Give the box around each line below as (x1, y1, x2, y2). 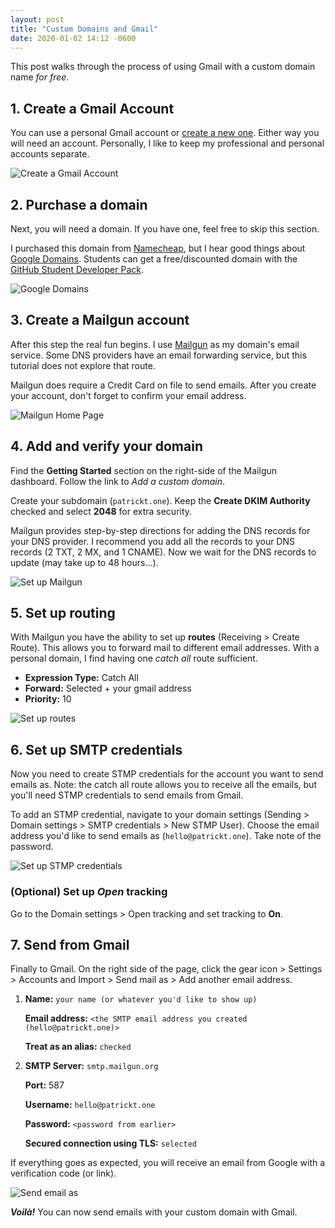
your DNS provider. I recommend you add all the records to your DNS (10, 535, 295, 547)
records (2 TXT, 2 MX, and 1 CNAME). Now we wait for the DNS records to (10, 546, 317, 558)
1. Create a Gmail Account (10, 100, 175, 117)
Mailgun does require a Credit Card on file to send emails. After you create (10, 379, 317, 391)
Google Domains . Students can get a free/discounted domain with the (10, 253, 298, 265)
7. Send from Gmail (10, 936, 130, 953)
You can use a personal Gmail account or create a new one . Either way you (10, 127, 320, 139)
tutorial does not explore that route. (10, 359, 156, 371)
